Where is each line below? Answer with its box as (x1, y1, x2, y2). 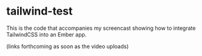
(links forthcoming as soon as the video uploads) (6, 43, 129, 50)
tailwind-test (6, 4, 73, 18)
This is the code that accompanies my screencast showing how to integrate (6, 24, 196, 32)
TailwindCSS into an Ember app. (6, 30, 87, 38)
